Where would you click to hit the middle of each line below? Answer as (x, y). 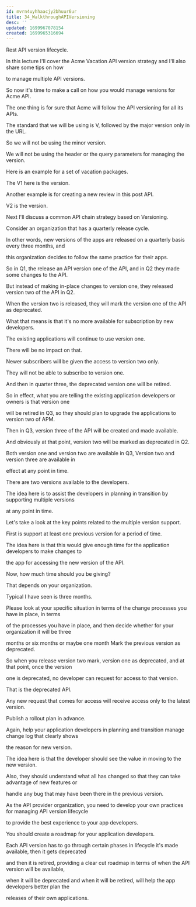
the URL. (17, 132)
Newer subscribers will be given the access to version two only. (83, 362)
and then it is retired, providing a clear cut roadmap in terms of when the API (98, 863)
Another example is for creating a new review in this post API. (80, 194)
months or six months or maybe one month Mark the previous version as (93, 643)
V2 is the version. (27, 206)
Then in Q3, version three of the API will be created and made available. (92, 431)
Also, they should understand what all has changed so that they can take (93, 777)
